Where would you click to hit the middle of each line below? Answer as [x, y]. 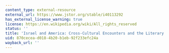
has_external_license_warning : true [44, 19]
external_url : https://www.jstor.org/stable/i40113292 [64, 15]
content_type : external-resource [40, 10]
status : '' [17, 29]
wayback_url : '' [22, 43]
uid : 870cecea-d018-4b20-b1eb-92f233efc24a [52, 38]
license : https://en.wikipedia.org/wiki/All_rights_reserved [71, 24]
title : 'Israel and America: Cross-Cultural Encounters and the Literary [85, 33]
